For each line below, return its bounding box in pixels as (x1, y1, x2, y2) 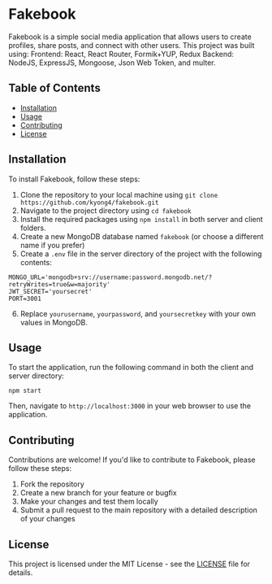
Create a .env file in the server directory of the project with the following (19, 249, 262, 259)
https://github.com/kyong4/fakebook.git (19, 198, 159, 207)
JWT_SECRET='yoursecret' (8, 287, 93, 295)
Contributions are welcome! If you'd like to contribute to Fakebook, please (8, 455, 256, 464)
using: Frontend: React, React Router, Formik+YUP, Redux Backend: (8, 49, 234, 59)
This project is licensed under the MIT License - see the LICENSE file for (8, 559, 250, 569)
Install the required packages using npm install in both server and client (19, 214, 264, 224)
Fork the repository (19, 479, 85, 489)
